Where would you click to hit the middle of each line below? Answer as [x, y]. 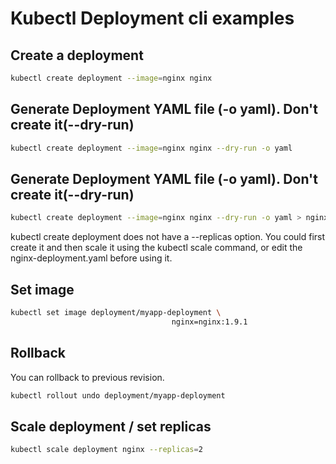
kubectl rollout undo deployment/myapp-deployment [118, 395]
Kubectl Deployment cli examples [152, 18]
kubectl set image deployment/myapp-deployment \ [116, 313]
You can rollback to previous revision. [87, 377]
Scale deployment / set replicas [111, 426]
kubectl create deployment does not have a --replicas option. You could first [168, 237]
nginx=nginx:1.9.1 [209, 322]
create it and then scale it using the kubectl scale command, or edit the [156, 248]
